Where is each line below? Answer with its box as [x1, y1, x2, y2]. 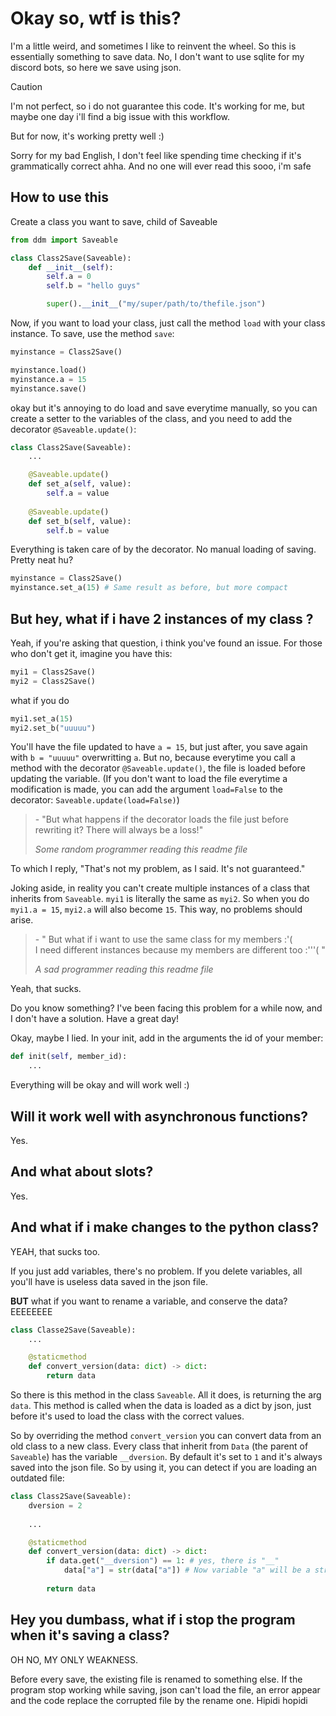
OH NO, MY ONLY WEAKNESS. [10, 1653, 139, 1666]
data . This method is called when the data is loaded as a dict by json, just [10, 1400, 312, 1411]
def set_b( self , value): [28, 516, 132, 526]
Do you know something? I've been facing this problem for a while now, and [10, 1002, 323, 1014]
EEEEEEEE [10, 1305, 53, 1317]
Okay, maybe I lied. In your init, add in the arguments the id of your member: [10, 1032, 324, 1044]
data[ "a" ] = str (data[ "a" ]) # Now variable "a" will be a [63, 1565, 311, 1576]
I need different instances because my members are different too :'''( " [34, 944, 326, 956]
